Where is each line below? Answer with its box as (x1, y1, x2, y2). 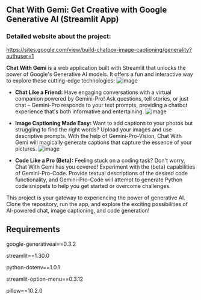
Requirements (6, 224, 60, 234)
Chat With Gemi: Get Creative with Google (6, 5, 167, 15)
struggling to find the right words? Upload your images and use (14, 126, 172, 133)
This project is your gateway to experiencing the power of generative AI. (6, 194, 185, 201)
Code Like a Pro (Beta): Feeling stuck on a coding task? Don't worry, (14, 157, 185, 164)
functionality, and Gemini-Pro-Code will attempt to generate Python (14, 176, 183, 183)
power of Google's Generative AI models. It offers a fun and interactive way (6, 70, 194, 78)
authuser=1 (6, 52, 34, 60)
